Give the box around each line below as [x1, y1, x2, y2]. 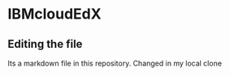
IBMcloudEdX [7, 5, 102, 23]
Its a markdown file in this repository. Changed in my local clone [7, 58, 223, 68]
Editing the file [7, 37, 83, 51]
